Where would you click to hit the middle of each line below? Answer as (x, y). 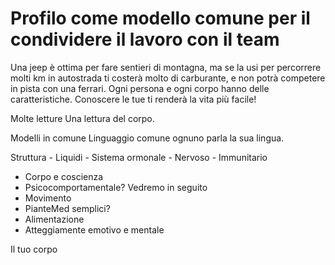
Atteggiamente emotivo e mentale (94, 229)
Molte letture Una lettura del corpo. (82, 118)
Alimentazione (54, 219)
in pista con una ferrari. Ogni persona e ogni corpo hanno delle (140, 88)
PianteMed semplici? (67, 208)
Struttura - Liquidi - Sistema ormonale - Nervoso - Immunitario (139, 157)
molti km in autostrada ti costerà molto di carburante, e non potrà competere (168, 78)
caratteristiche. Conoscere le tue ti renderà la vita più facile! (133, 99)
